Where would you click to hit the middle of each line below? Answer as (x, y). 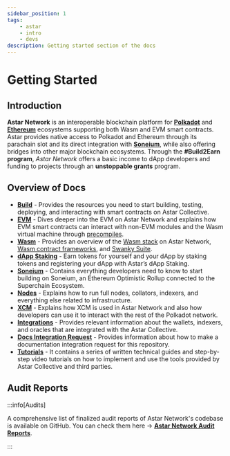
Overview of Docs (47, 188)
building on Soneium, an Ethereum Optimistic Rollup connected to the (116, 278)
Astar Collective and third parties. (65, 366)
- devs (29, 39)
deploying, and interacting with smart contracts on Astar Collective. (113, 212)
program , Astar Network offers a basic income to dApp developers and (109, 159)
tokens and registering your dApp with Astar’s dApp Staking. (103, 263)
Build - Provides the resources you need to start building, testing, (110, 204)
